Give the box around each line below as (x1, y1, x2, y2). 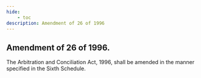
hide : (6, 8, 20, 15)
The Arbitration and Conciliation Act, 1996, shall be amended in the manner (6, 59, 195, 66)
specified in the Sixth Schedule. (6, 65, 86, 73)
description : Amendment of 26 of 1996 (6, 20, 105, 26)
